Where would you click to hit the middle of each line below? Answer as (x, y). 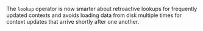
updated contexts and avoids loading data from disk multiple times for (94, 15)
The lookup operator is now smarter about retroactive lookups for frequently (102, 9)
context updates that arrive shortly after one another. (73, 22)
